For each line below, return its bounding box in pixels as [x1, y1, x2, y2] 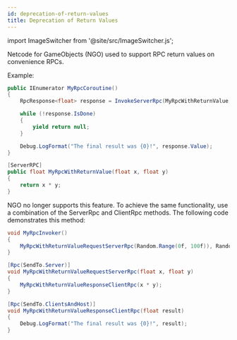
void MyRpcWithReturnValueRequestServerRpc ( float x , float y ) [7, 268, 194, 275]
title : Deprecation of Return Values [7, 17, 119, 24]
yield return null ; [32, 123, 90, 130]
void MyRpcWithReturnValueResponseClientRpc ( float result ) [7, 307, 185, 314]
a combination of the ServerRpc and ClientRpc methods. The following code [7, 208, 229, 217]
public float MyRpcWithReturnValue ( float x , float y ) [7, 168, 169, 176]
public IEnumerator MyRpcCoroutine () [7, 84, 119, 92]
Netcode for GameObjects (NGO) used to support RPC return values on [7, 50, 215, 58]
